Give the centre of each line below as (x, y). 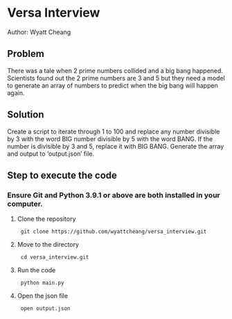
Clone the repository (46, 219)
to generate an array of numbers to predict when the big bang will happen (113, 85)
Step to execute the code (62, 175)
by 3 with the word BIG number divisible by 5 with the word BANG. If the (110, 139)
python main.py (42, 283)
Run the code (36, 270)
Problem (26, 54)
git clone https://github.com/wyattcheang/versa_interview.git (114, 232)
